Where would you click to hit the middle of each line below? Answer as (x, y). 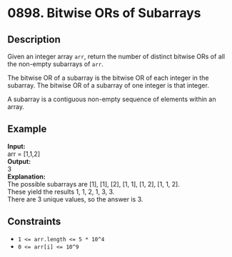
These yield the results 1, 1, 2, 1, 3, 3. (61, 192)
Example (27, 129)
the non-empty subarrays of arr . (55, 64)
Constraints (34, 222)
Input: (16, 146)
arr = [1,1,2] (24, 154)
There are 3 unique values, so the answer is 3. (75, 199)
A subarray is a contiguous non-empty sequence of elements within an (112, 99)
